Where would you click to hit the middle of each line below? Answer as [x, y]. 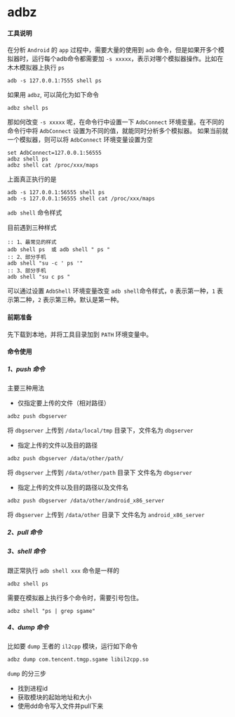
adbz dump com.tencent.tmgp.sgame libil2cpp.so [78, 660]
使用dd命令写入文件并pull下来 [60, 706]
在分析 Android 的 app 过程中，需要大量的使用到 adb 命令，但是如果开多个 [113, 50]
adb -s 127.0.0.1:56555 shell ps [56, 193]
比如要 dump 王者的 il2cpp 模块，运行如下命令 [73, 646]
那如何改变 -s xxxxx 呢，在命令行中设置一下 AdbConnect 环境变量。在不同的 [116, 122]
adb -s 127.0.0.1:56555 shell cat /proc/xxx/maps [81, 199]
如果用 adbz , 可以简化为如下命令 [53, 95]
